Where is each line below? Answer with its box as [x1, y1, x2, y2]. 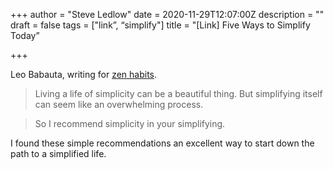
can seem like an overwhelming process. [34, 99, 204, 110]
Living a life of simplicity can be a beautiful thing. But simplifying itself [34, 88, 323, 99]
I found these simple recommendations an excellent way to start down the [10, 137, 315, 149]
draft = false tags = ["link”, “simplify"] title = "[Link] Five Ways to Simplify [10, 19, 311, 31]
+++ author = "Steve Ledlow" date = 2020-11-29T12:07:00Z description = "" [10, 9, 325, 20]
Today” [10, 30, 40, 41]
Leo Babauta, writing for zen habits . [10, 69, 158, 80]
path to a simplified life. [10, 148, 107, 159]
